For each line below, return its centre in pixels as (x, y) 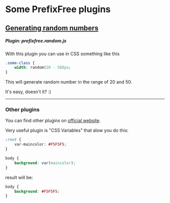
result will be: (19, 177)
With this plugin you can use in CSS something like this (62, 54)
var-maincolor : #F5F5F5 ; (40, 145)
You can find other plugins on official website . (53, 120)
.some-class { (20, 63)
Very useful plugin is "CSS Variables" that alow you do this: (67, 131)
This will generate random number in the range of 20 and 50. (69, 82)
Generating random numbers (52, 28)
